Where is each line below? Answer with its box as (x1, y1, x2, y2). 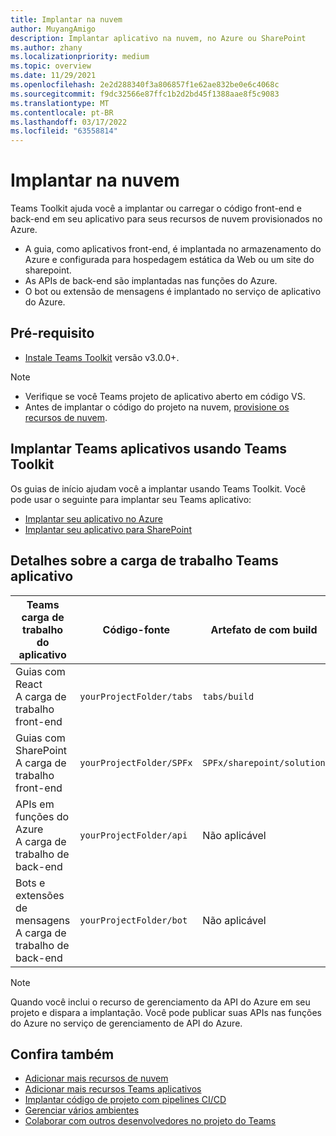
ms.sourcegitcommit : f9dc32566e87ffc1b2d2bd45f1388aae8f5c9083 (10, 89, 280, 99)
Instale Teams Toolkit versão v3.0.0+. (24, 351, 180, 363)
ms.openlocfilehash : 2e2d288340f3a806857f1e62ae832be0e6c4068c (10, 80, 280, 90)
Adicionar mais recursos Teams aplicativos (24, 1083, 202, 1095)
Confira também (10, 1046, 115, 1063)
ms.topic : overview (10, 61, 92, 71)
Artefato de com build (210, 622, 318, 636)
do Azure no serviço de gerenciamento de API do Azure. (10, 1017, 243, 1029)
